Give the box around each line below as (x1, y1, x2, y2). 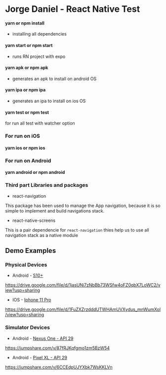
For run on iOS (5, 132, 41, 139)
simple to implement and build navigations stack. (5, 208, 105, 213)
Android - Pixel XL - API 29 (12, 354, 68, 360)
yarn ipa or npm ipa (5, 87, 46, 93)
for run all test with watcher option (5, 120, 75, 126)
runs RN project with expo (12, 53, 66, 59)
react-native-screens (12, 217, 56, 223)
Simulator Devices (5, 324, 50, 331)
